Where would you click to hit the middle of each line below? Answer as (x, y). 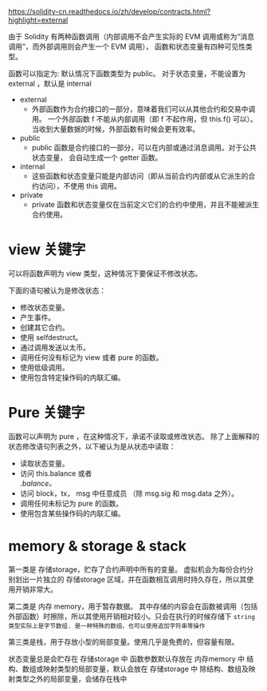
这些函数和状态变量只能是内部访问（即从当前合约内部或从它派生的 (140, 176)
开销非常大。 (36, 589)
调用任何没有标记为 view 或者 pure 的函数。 (91, 357)
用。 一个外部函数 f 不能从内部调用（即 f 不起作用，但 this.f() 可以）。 (144, 119)
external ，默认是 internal (50, 84)
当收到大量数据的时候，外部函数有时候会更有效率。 (116, 129)
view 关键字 (47, 250)
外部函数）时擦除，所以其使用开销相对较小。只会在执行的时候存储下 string (132, 616)
